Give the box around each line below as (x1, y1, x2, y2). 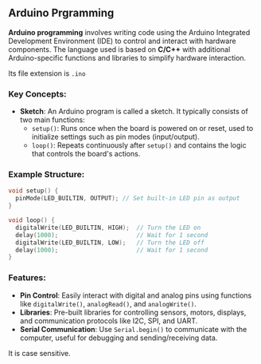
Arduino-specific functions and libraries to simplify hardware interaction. (8, 53, 247, 62)
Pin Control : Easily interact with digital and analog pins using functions (19, 291, 252, 300)
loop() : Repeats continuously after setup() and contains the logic (31, 140, 247, 150)
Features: (8, 272, 46, 283)
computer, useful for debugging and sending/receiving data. (19, 333, 218, 342)
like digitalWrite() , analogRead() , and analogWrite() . (19, 299, 197, 308)
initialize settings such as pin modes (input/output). (31, 132, 201, 142)
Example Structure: (8, 169, 85, 180)
